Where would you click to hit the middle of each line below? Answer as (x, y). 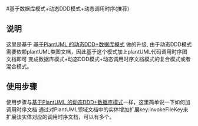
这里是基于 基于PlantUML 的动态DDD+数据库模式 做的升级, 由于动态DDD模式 (99, 44)
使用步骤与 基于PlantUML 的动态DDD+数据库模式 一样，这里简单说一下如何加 (98, 102)
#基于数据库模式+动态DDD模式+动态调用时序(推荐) (68, 9)
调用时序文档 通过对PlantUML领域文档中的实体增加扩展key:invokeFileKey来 (97, 109)
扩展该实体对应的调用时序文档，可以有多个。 (60, 117)
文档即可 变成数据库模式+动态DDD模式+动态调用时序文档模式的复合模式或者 (98, 59)
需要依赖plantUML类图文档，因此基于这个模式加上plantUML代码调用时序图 (97, 51)
